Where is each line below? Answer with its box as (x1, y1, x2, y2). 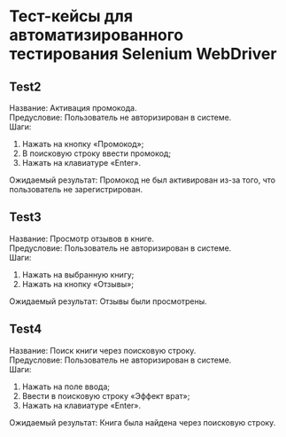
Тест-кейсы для (9, 6, 134, 27)
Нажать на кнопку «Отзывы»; (21, 278, 135, 289)
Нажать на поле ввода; (21, 381, 111, 392)
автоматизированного (9, 25, 184, 45)
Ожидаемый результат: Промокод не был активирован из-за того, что (9, 175, 276, 185)
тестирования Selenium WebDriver (9, 44, 277, 64)
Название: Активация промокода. (9, 103, 137, 113)
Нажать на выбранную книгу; (21, 269, 135, 280)
